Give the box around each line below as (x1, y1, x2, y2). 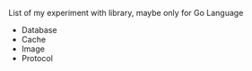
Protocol (21, 53, 53, 63)
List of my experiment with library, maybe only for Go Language (8, 8, 244, 18)
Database (21, 25, 57, 35)
